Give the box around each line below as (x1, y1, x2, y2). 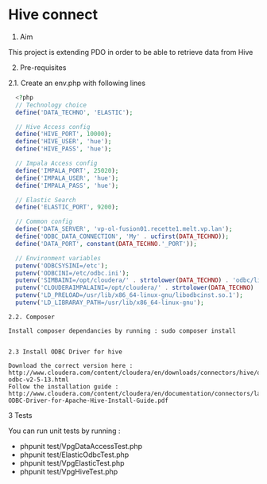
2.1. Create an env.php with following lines (8, 78, 145, 88)
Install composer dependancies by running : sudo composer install (8, 326, 237, 335)
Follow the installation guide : (8, 382, 119, 391)
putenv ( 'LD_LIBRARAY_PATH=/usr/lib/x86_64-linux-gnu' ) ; (15, 299, 204, 307)
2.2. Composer (8, 313, 56, 321)
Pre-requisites (19, 62, 67, 72)
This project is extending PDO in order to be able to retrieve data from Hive (8, 47, 253, 57)
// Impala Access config (15, 159, 98, 168)
